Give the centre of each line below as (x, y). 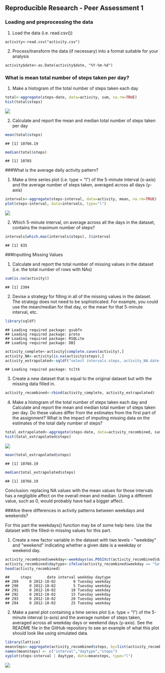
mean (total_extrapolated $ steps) (38, 455)
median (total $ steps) (26, 152)
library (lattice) (23, 642)
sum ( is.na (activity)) (27, 278)
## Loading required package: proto (42, 334)
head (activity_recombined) (33, 568)
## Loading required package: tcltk (42, 369)
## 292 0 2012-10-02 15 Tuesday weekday (58, 595)
